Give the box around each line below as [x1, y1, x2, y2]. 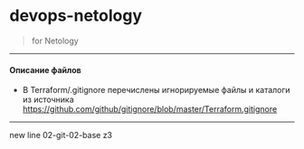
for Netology [31, 35, 79, 46]
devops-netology [9, 5, 143, 26]
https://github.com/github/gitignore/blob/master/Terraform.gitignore [22, 104, 278, 115]
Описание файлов [9, 64, 81, 75]
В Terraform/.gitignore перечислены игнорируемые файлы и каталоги [22, 85, 291, 96]
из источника [22, 94, 74, 105]
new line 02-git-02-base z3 [9, 130, 113, 141]
